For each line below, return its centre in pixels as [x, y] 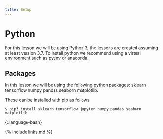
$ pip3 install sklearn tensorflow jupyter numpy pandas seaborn [73, 109]
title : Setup [18, 10]
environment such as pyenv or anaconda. [47, 58]
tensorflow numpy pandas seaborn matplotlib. [52, 90]
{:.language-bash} [24, 122]
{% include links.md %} [29, 132]
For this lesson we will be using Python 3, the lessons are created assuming [82, 48]
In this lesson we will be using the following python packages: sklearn [76, 85]
